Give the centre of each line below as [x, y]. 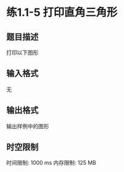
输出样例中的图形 [28, 126]
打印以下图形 [22, 53]
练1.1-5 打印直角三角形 [62, 12]
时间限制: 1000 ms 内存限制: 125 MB [51, 163]
